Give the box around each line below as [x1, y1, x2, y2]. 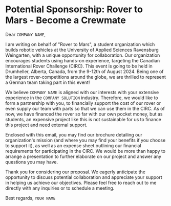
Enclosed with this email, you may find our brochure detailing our [5, 131, 142, 138]
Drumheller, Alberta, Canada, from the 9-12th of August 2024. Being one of [5, 68, 164, 75]
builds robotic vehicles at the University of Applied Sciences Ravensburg [5, 47, 159, 53]
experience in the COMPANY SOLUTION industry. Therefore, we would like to [5, 95, 158, 101]
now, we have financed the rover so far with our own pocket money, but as [5, 111, 163, 117]
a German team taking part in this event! [5, 79, 90, 85]
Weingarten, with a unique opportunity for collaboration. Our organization [5, 52, 160, 58]
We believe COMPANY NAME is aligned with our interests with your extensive [5, 89, 159, 95]
